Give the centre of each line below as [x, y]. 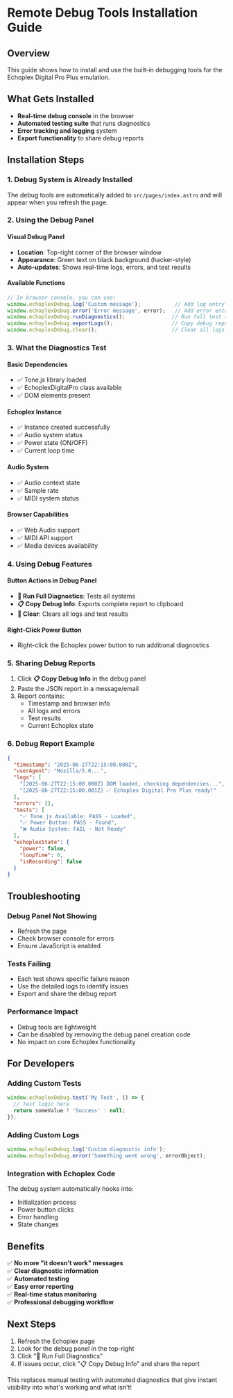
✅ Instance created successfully [63, 427]
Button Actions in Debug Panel [52, 580]
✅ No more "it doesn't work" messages [65, 1262]
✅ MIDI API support [45, 537]
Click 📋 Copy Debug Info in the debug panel [81, 678]
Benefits [26, 1246]
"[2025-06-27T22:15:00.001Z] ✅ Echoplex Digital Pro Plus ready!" [118, 790]
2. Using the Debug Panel [51, 220]
